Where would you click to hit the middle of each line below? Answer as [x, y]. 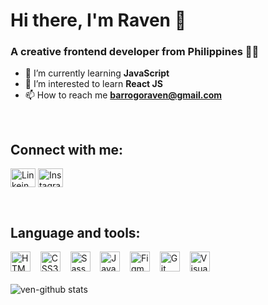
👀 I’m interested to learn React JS [93, 84]
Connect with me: [67, 149]
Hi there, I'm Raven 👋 [98, 20]
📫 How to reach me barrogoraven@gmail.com [123, 95]
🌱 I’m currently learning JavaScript [97, 73]
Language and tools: [75, 232]
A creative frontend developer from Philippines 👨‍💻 [135, 52]
